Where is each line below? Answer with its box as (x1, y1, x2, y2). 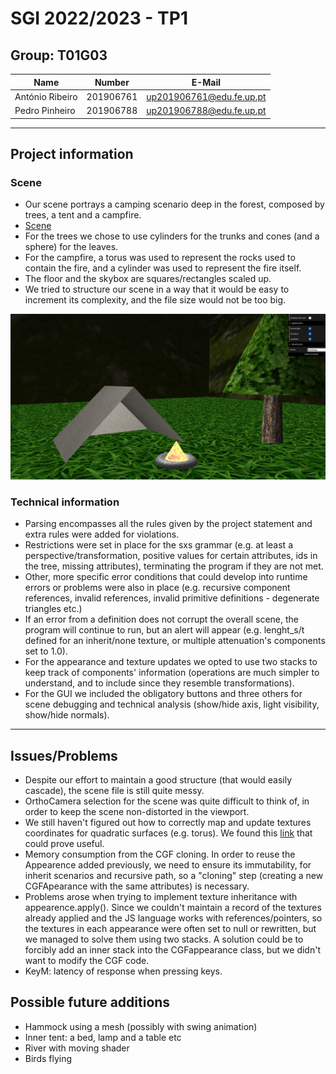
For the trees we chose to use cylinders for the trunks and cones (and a (24, 230, 320, 242)
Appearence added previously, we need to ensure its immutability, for (24, 859, 312, 871)
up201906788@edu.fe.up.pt (146, 105, 267, 116)
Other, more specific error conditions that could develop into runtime (24, 571, 308, 583)
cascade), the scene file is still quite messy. (24, 785, 205, 797)
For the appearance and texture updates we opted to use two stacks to (24, 656, 318, 668)
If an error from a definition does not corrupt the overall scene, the (24, 613, 300, 626)
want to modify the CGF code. (24, 955, 150, 967)
